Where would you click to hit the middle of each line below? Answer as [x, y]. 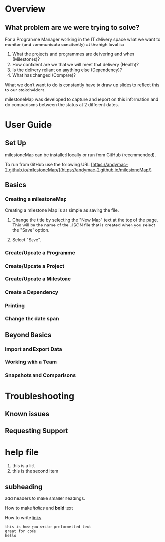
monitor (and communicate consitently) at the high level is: [65, 45]
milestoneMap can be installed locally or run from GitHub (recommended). [81, 155]
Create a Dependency [32, 292]
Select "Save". [27, 240]
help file [22, 452]
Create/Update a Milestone [38, 279]
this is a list [24, 466]
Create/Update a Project [35, 266]
